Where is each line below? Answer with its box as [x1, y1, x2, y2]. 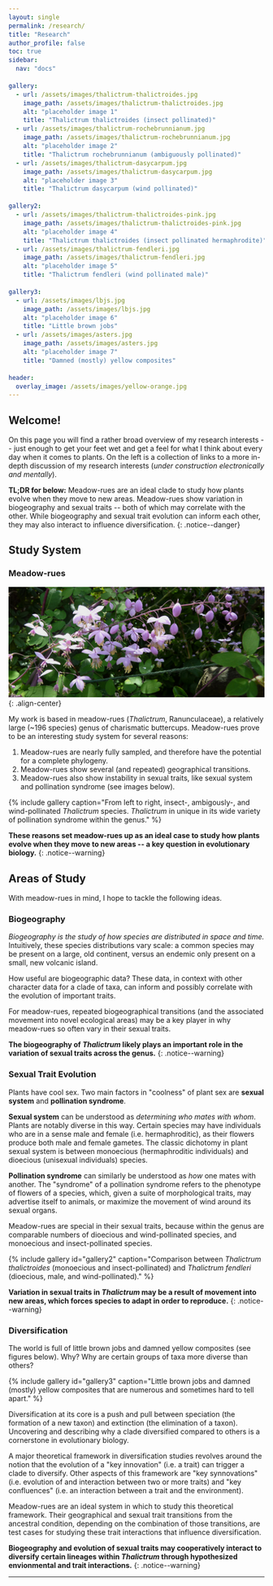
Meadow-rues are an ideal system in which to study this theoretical [8, 1501, 234, 1511]
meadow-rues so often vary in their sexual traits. [8, 1024, 171, 1033]
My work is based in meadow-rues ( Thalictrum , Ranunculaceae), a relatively [8, 714, 264, 724]
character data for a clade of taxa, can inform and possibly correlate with [8, 982, 253, 992]
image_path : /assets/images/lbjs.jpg [23, 305, 151, 313]
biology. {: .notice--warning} [8, 848, 106, 858]
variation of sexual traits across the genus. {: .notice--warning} [8, 1048, 225, 1058]
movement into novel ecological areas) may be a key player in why [8, 1016, 232, 1025]
